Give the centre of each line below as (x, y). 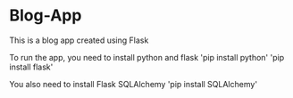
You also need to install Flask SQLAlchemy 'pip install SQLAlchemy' (133, 84)
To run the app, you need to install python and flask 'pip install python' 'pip (146, 57)
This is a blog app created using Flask (79, 40)
